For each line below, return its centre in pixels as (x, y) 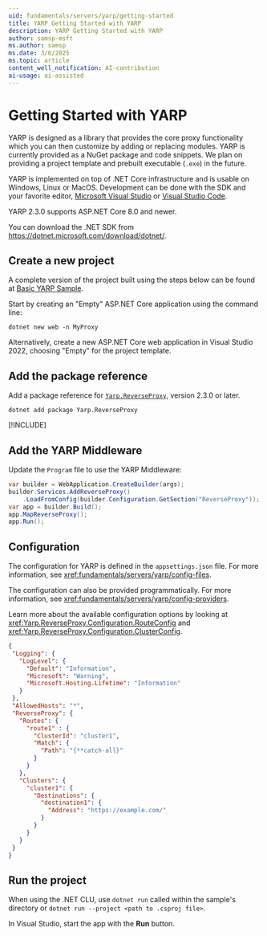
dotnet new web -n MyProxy (53, 327)
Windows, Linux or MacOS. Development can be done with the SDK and (127, 187)
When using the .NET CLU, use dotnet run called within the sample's (122, 900)
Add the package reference (78, 376)
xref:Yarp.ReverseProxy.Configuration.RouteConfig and (99, 623)
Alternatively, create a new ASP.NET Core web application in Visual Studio (131, 342)
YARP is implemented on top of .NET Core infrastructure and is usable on (129, 178)
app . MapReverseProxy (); (48, 514)
